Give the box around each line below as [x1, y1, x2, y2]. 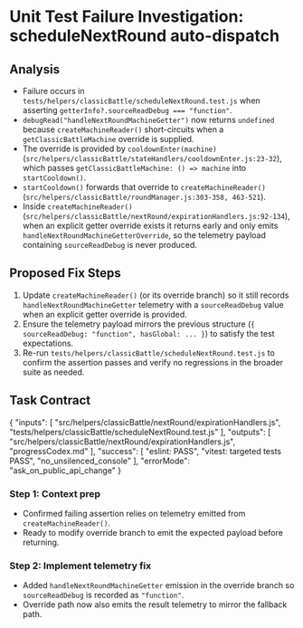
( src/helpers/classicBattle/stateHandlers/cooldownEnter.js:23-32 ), [22, 153, 282, 164]
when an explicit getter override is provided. [22, 309, 187, 319]
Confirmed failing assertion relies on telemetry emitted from [22, 508, 246, 519]
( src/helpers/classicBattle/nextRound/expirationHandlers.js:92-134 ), [22, 211, 291, 221]
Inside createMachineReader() [22, 201, 133, 212]
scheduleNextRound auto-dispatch [9, 25, 280, 46]
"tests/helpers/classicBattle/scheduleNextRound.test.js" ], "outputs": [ [9, 426, 271, 437]
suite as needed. [22, 366, 85, 377]
